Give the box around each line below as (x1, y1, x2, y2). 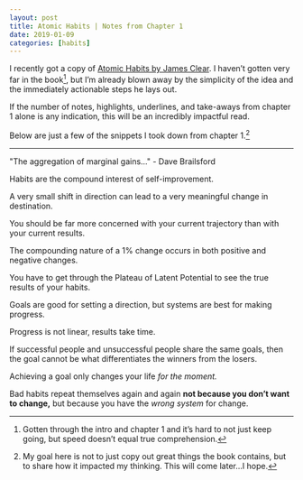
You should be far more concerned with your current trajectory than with (9, 217, 280, 228)
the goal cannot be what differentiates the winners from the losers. (9, 353, 258, 364)
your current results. (9, 227, 86, 238)
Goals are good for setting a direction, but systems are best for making (9, 299, 272, 309)
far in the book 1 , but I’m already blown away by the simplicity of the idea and (9, 73, 294, 85)
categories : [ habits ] (9, 38, 91, 48)
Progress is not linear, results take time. (9, 326, 156, 337)
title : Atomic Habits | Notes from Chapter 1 (9, 22, 183, 31)
